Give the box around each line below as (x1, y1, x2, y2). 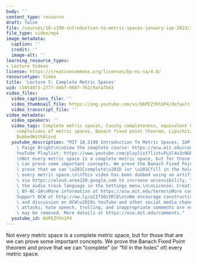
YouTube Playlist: (16, 150, 62, 156)
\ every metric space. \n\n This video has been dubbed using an (16, 172, 175, 178)
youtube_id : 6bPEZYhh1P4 (11, 216, 72, 221)
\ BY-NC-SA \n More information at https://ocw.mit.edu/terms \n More (16, 188, 182, 194)
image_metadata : (6, 36, 46, 42)
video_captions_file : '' (11, 95, 72, 101)
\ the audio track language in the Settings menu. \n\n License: (16, 183, 175, 189)
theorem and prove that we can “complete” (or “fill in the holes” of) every (6, 244, 183, 251)
